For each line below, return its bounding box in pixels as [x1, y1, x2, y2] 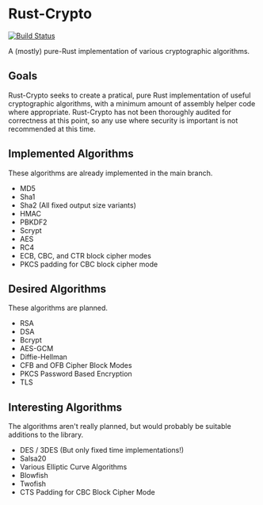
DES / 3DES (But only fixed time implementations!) [19, 446, 185, 455]
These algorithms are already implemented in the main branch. [8, 168, 213, 178]
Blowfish [19, 471, 49, 480]
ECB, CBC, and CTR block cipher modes [19, 251, 152, 260]
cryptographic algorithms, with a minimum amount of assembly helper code [8, 98, 256, 108]
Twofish [19, 479, 46, 488]
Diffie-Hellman [19, 352, 67, 362]
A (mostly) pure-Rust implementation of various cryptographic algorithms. [8, 46, 250, 55]
